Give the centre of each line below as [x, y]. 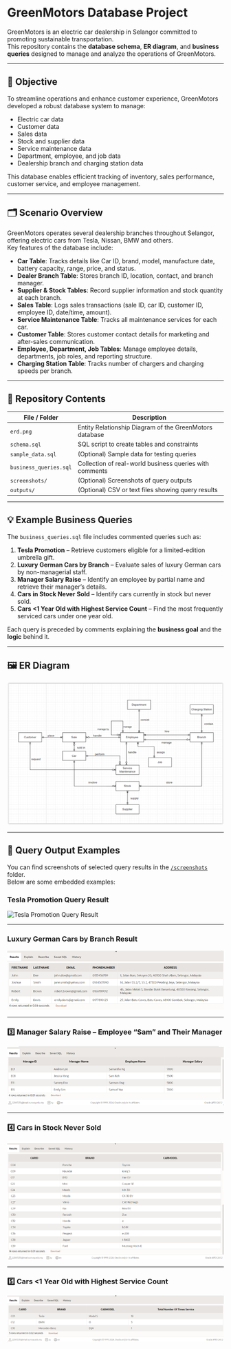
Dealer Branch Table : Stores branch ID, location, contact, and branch [115, 275]
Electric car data [40, 119]
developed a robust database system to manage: [76, 105]
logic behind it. [29, 636]
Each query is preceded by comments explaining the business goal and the [114, 629]
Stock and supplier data [51, 141]
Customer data [38, 126]
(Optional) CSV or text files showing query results [148, 490]
